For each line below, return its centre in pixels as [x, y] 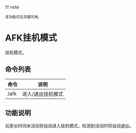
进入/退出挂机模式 [43, 94]
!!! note [12, 7]
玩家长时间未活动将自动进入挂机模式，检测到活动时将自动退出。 [69, 126]
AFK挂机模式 [31, 38]
